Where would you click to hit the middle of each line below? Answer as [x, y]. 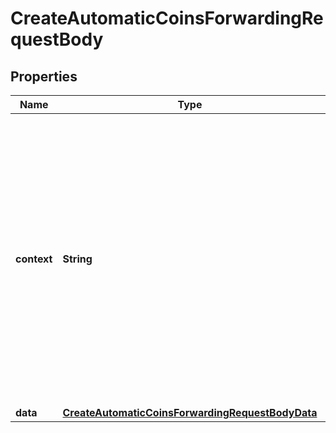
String [77, 259]
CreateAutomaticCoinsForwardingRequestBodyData [190, 412]
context [34, 259]
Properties [44, 76]
